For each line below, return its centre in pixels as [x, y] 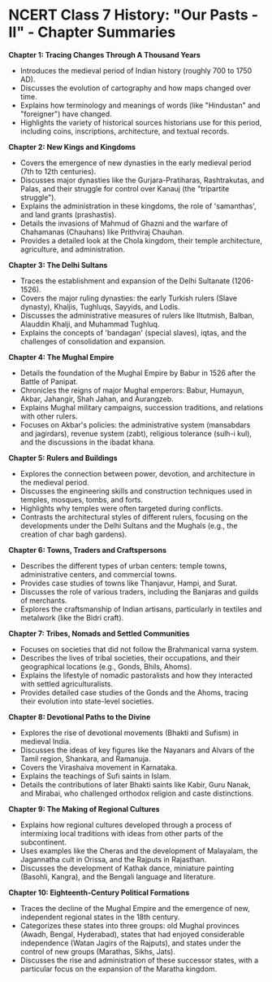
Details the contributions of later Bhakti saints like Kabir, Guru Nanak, [135, 784]
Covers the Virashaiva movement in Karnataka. [99, 767]
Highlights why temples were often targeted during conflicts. [121, 508]
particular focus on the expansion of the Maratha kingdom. [119, 969]
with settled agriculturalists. [67, 684]
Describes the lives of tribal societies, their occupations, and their [130, 658]
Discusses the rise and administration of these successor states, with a [139, 960]
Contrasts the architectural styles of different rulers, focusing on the [134, 517]
